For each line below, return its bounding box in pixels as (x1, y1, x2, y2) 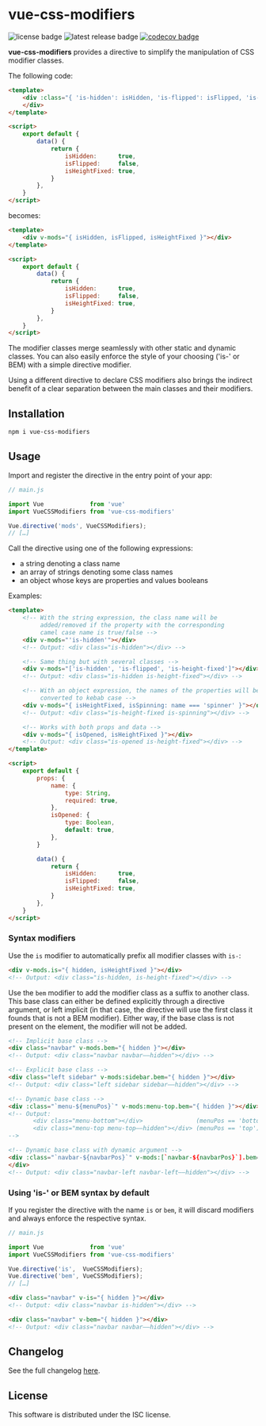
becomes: (8, 211, 41, 220)
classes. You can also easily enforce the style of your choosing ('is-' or (8, 351, 240, 362)
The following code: (8, 71, 74, 80)
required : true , (64, 796, 119, 804)
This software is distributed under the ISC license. (8, 1410, 172, 1420)
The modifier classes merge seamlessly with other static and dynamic (8, 343, 237, 353)
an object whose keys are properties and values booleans (19, 576, 208, 585)
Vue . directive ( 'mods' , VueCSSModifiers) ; (8, 522, 147, 530)
